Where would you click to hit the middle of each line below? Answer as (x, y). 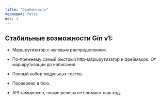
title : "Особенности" (27, 9)
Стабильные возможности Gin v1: (59, 38)
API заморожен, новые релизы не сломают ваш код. (66, 93)
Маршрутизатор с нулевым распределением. (59, 50)
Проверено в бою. (31, 83)
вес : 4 (12, 18)
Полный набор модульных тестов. (48, 74)
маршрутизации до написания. (44, 65)
